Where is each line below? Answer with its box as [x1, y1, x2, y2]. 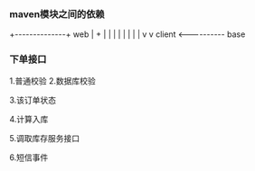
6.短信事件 [9, 151, 49, 163]
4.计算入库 [9, 113, 49, 124]
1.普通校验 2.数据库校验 [9, 75, 97, 86]
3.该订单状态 [9, 94, 57, 105]
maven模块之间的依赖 [9, 7, 106, 20]
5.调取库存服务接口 [9, 132, 80, 143]
